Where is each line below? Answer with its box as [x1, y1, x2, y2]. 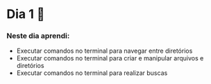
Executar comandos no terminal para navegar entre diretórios [16, 47, 193, 55]
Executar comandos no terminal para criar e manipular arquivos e [16, 54, 204, 62]
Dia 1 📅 [6, 6, 45, 22]
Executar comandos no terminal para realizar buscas [16, 69, 168, 77]
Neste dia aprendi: [6, 31, 70, 41]
